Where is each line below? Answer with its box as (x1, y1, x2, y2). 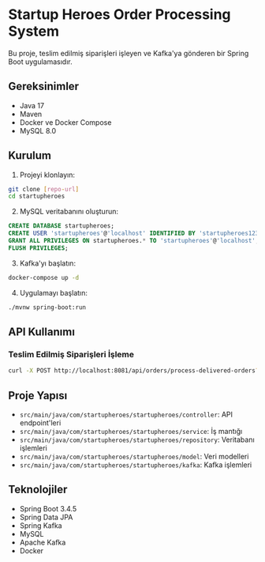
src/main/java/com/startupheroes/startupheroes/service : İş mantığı (19, 426, 243, 436)
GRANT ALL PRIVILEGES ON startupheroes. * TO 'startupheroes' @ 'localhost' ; (8, 237, 259, 245)
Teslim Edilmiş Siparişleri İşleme (8, 349, 135, 360)
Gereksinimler (8, 80, 80, 93)
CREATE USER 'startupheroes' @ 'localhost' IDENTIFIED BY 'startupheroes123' (8, 229, 263, 238)
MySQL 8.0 (19, 126, 57, 135)
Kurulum (8, 149, 52, 163)
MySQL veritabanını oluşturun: (19, 207, 118, 217)
